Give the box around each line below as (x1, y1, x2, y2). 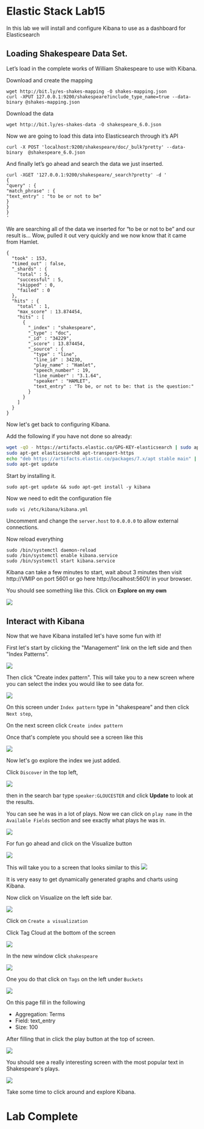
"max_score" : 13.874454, (17, 308, 83, 315)
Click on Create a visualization (6, 917, 88, 925)
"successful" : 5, (17, 276, 64, 283)
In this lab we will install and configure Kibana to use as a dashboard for (6, 24, 186, 32)
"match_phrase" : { (6, 188, 56, 194)
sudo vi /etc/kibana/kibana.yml (6, 507, 88, 513)
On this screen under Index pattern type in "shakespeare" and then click (6, 703, 189, 711)
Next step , (6, 710, 33, 718)
